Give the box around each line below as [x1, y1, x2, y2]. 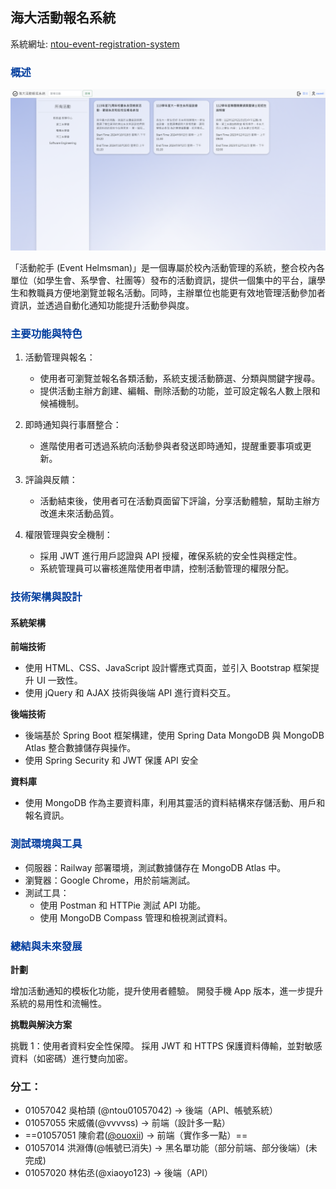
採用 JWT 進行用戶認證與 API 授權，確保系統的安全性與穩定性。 [39, 550, 303, 562]
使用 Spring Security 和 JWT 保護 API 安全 [24, 754, 199, 767]
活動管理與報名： [24, 351, 96, 363]
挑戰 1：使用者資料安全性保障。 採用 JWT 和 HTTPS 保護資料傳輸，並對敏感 [10, 1040, 323, 1052]
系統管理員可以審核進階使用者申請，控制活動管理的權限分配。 [39, 563, 295, 575]
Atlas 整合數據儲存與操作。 [24, 742, 137, 754]
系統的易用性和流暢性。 [10, 998, 107, 1010]
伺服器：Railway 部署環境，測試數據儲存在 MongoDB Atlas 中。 [24, 861, 287, 873]
